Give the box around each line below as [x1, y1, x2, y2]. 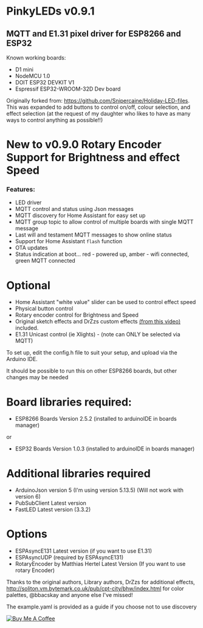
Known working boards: [6, 54, 66, 61]
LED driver [15, 199, 42, 206]
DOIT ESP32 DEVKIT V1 [15, 79, 75, 86]
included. [15, 324, 39, 332]
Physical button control [15, 305, 74, 312]
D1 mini [15, 66, 33, 73]
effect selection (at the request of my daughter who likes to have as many [6, 110, 191, 117]
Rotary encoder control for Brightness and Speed [15, 311, 139, 319]
